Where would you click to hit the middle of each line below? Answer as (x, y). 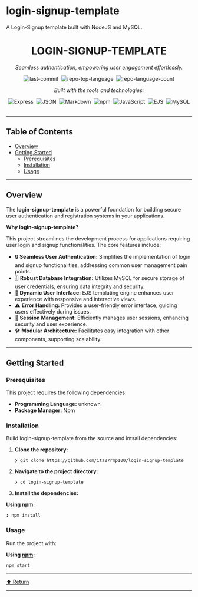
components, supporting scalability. (58, 339)
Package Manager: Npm (45, 410)
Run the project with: (32, 543)
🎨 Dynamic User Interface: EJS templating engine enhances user (94, 292)
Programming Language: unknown (58, 404)
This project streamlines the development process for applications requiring (98, 238)
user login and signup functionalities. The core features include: (83, 245)
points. (23, 271)
